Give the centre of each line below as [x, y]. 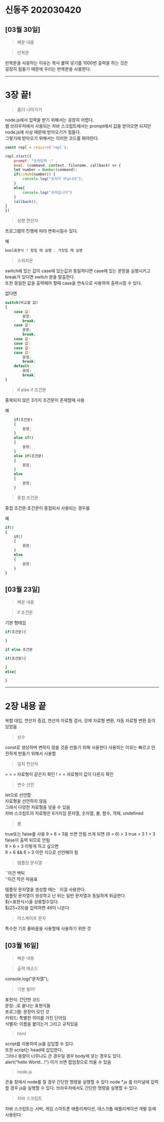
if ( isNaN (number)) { [35, 174]
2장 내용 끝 [26, 706]
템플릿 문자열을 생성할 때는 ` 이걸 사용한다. [46, 890]
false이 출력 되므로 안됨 [28, 840]
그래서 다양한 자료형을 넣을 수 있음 [38, 807]
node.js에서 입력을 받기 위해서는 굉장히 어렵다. [50, 120]
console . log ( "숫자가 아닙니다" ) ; [53, 179]
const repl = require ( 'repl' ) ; [37, 147]
